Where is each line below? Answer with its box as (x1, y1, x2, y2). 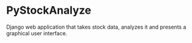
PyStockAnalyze (6, 4, 92, 17)
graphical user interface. (6, 29, 68, 36)
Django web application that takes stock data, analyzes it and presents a (6, 23, 187, 30)
